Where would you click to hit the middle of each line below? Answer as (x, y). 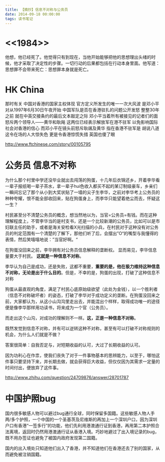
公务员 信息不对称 (41, 166)
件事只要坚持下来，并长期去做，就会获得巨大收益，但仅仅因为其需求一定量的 (82, 361)
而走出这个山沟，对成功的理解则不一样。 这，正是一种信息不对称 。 (72, 318)
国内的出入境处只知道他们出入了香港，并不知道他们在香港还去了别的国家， (80, 448)
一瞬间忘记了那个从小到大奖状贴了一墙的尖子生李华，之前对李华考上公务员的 (82, 192)
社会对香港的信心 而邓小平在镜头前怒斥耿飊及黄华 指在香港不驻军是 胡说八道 (82, 128)
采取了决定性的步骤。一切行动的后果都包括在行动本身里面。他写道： (91, 63)
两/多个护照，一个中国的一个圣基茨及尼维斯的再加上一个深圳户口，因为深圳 (81, 419)
